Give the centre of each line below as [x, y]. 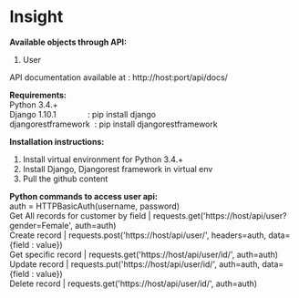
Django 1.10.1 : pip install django [83, 114]
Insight [36, 17]
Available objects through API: [68, 42]
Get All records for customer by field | [80, 215]
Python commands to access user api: [83, 196]
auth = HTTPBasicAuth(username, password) [95, 206]
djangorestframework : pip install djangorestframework [113, 124]
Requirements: [38, 95]
